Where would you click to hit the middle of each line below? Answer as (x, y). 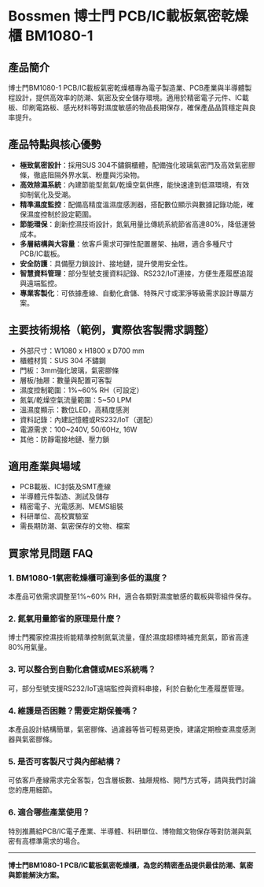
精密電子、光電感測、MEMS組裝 (71, 507)
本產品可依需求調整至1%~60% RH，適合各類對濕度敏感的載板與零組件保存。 (132, 596)
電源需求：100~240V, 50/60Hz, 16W (78, 429)
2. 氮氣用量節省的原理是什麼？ (65, 619)
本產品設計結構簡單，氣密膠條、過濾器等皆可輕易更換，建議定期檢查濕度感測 (132, 729)
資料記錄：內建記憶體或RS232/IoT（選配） (88, 419)
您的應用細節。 (32, 790)
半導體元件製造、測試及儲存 (64, 496)
